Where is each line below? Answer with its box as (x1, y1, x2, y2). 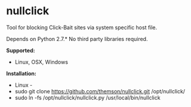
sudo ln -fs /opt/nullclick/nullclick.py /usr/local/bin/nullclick (14, 94, 161, 101)
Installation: (6, 70, 37, 77)
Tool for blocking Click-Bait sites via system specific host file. (6, 24, 158, 31)
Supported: (6, 46, 35, 54)
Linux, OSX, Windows (14, 58, 69, 65)
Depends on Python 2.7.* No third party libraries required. (6, 35, 148, 42)
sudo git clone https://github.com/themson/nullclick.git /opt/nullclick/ (14, 87, 186, 95)
